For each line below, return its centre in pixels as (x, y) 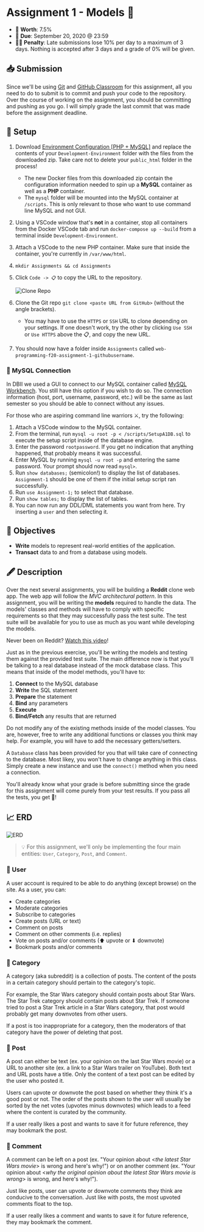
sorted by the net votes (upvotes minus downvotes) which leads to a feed (98, 1105)
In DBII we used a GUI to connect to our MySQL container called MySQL (97, 384)
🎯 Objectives (31, 531)
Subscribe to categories (45, 914)
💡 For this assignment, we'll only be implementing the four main (101, 847)
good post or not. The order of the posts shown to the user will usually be (98, 1099)
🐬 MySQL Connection (39, 371)
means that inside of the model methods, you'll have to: (76, 672)
